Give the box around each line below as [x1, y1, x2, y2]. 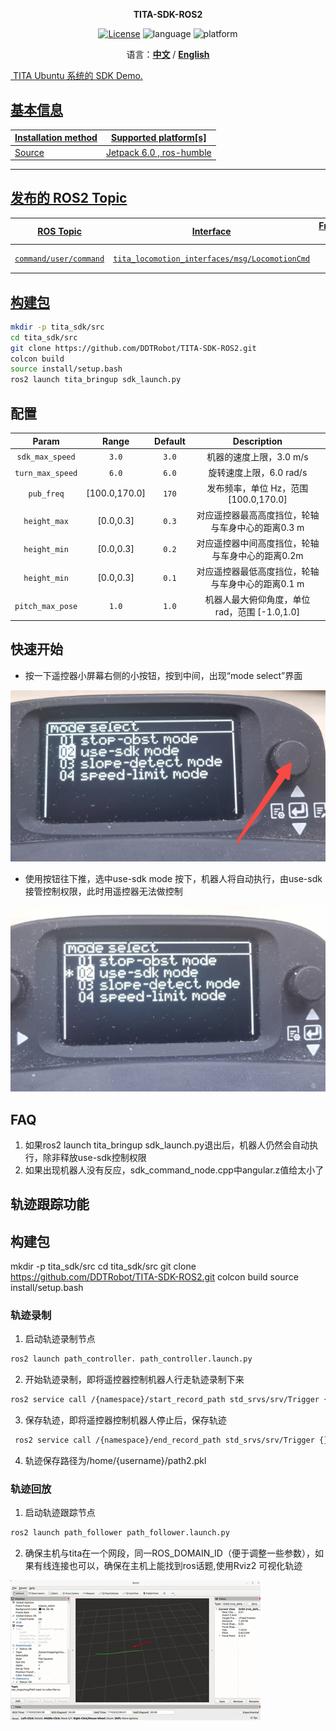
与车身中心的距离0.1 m [210, 578, 305, 589]
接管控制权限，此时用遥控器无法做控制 [24, 885, 183, 897]
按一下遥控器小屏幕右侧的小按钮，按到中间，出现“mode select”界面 [24, 669, 303, 681]
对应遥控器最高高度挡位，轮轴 [196, 509, 320, 521]
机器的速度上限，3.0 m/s [206, 450, 309, 463]
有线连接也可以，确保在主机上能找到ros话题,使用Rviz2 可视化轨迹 [33, 1560, 303, 1572]
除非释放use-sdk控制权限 [42, 1151, 147, 1163]
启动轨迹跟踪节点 [24, 1507, 96, 1519]
